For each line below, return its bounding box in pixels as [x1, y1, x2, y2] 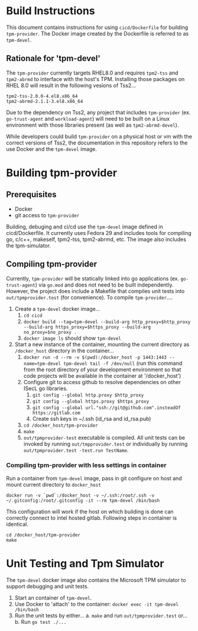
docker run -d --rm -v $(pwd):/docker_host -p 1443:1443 [23, 354, 167, 360]
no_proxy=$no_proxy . [23, 329, 77, 335]
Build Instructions [6, 4, 96, 18]
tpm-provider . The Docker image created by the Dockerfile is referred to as [6, 30, 189, 37]
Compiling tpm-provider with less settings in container [6, 461, 167, 469]
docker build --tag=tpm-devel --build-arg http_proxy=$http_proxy [23, 318, 191, 325]
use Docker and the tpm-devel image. [6, 145, 98, 152]
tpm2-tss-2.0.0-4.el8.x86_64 [6, 93, 78, 99]
